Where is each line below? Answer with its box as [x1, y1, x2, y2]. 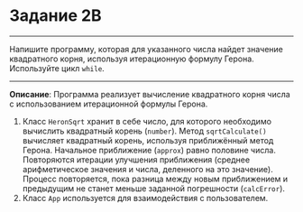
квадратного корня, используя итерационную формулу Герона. [9, 53, 254, 64]
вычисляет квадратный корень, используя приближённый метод [22, 134, 274, 145]
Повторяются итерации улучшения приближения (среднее [22, 154, 251, 165]
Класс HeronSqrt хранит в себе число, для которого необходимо [22, 115, 272, 126]
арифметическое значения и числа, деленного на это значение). [22, 163, 273, 174]
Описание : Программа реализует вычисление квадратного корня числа [9, 88, 290, 99]
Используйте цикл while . [9, 62, 106, 73]
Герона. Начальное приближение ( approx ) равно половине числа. [22, 144, 277, 155]
